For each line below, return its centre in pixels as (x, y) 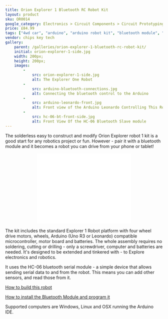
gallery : (14, 42)
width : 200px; (29, 56)
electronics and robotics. (31, 257)
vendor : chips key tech (30, 38)
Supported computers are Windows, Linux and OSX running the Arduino (79, 306)
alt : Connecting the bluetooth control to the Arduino (90, 93)
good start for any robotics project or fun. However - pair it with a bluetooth (83, 141)
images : (22, 65)
